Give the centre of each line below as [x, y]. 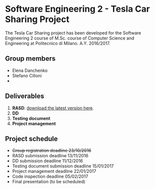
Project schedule [31, 138]
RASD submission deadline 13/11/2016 [50, 156]
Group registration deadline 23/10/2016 [52, 150]
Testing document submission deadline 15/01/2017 [63, 166]
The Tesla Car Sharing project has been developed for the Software [73, 33]
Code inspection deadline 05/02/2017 [50, 176]
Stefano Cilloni [27, 75]
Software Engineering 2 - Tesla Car [77, 9]
